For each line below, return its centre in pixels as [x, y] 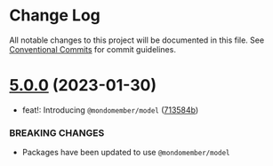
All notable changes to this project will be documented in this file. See [137, 40]
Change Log [55, 16]
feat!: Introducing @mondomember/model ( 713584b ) [110, 110]
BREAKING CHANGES [57, 132]
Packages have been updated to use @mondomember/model [126, 153]
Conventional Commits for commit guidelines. [92, 49]
